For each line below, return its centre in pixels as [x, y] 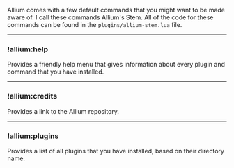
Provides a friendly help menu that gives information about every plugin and [116, 65]
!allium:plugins [33, 136]
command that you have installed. [56, 72]
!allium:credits [32, 96]
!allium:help [28, 49]
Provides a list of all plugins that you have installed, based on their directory [116, 151]
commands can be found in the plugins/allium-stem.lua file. [95, 25]
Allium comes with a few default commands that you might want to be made [116, 10]
